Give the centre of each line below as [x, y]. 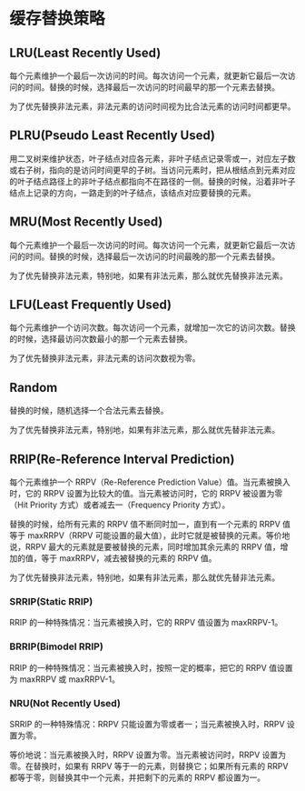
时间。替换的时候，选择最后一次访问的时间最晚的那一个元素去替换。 [152, 256]
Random [34, 387]
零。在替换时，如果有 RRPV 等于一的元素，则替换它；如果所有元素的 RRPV [149, 766]
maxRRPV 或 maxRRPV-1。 [70, 679]
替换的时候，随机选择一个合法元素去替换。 [89, 411]
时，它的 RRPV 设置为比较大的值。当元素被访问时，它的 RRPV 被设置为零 [146, 494]
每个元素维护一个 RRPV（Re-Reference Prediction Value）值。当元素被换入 [150, 482]
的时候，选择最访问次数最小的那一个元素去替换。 [101, 339]
